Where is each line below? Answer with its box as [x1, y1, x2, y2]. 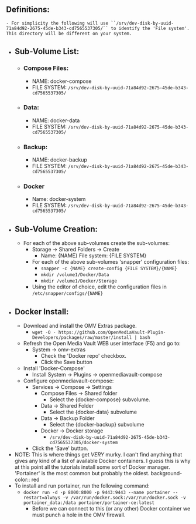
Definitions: [6, 5, 50, 15]
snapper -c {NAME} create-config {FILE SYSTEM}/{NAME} [40, 266, 177, 272]
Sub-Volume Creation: [14, 224, 98, 234]
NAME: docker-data [32, 117, 80, 124]
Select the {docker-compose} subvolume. [49, 396, 150, 403]
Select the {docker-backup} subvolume [49, 421, 145, 428]
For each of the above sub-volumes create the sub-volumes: [23, 240, 170, 247]
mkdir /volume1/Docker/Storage [40, 278, 117, 284]
